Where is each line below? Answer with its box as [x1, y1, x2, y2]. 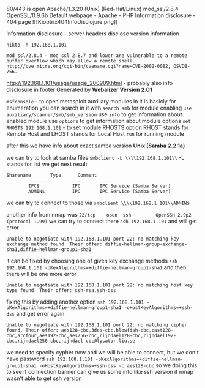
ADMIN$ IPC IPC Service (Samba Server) [28, 188, 171, 195]
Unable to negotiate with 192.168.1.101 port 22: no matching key [6, 236, 179, 242]
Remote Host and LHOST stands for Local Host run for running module [6, 130, 185, 137]
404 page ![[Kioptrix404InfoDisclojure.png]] [6, 18, 118, 25]
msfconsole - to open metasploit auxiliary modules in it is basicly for [6, 98, 176, 105]
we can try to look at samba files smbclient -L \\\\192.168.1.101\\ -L [6, 154, 185, 161]
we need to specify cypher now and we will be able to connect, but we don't [6, 349, 199, 356]
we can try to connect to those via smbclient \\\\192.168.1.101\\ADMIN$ [6, 199, 190, 206]
